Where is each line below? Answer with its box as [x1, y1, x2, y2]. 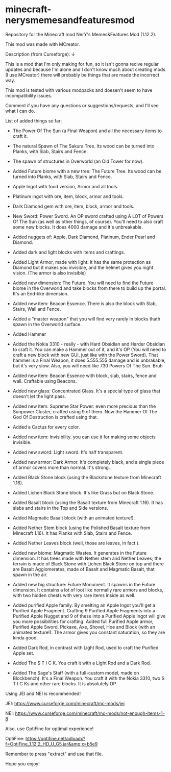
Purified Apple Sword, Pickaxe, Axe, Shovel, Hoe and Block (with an [12, 624, 156, 630]
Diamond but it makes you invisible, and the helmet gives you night [12, 264, 154, 270]
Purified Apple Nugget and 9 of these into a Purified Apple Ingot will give [12, 613, 166, 619]
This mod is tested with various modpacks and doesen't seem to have [5, 87, 153, 93]
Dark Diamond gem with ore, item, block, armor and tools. [12, 203, 134, 209]
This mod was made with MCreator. [5, 41, 80, 47]
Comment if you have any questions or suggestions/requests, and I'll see [5, 102, 159, 108]
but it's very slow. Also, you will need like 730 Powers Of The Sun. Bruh [12, 362, 163, 368]
